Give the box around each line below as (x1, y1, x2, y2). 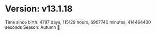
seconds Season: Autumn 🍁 (5, 24, 60, 30)
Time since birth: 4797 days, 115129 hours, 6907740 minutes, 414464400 (5, 19, 151, 25)
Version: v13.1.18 (5, 3, 73, 14)
